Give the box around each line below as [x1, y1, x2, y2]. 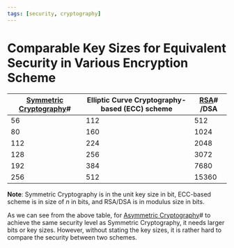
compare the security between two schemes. [7, 233, 137, 241]
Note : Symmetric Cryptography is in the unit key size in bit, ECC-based [7, 189, 211, 199]
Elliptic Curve [86, 95, 133, 104]
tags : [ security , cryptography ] [7, 10, 101, 17]
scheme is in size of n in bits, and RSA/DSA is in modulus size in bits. [7, 197, 205, 206]
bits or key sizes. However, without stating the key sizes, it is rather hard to [7, 226, 221, 234]
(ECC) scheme [123, 104, 173, 114]
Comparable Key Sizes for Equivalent [7, 40, 226, 56]
